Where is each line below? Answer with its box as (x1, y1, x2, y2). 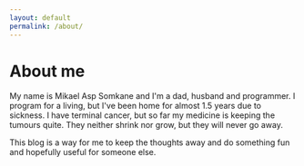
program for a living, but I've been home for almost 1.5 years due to (9, 101, 262, 112)
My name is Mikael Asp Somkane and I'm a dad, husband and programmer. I (9, 91, 296, 102)
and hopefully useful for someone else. (9, 147, 157, 158)
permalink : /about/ (9, 22, 84, 31)
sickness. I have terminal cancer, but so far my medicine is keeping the (9, 110, 276, 121)
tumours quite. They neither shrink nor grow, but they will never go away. (9, 120, 284, 131)
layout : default (9, 13, 71, 23)
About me (9, 61, 86, 82)
